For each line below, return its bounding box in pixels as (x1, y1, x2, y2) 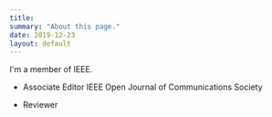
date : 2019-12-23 (9, 30, 76, 39)
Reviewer (22, 100, 58, 111)
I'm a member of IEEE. (9, 64, 93, 75)
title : (9, 13, 35, 23)
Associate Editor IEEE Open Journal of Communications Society (22, 81, 263, 92)
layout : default (9, 38, 71, 48)
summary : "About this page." (9, 22, 120, 31)
